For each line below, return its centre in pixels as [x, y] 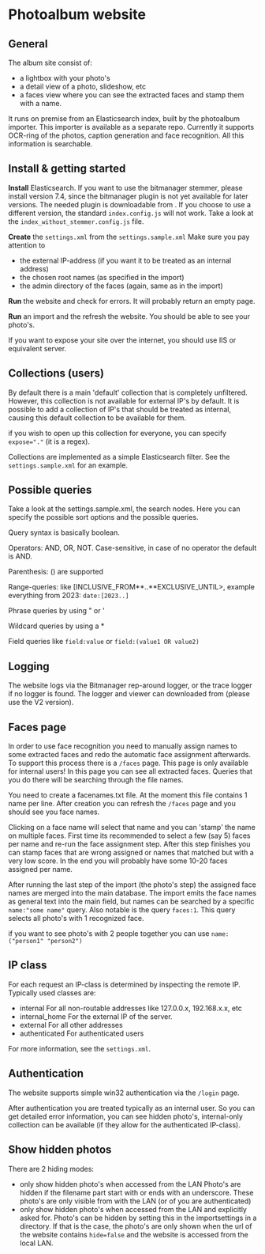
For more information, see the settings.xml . [80, 1048]
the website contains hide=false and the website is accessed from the [134, 1234]
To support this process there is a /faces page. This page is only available [128, 763]
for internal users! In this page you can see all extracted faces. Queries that [131, 771]
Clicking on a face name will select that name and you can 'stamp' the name [132, 828]
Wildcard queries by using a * [56, 626]
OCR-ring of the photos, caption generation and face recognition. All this [126, 135]
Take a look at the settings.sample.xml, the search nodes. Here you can [124, 509]
